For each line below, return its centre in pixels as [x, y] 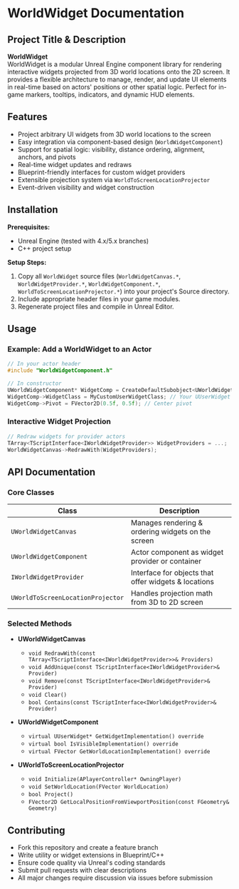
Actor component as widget [177, 553]
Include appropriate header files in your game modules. [99, 298]
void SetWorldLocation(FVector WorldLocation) [99, 787]
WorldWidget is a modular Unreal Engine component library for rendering [115, 64]
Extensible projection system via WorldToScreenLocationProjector [114, 179]
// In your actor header [44, 364]
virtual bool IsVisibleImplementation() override [103, 744]
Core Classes [31, 492]
